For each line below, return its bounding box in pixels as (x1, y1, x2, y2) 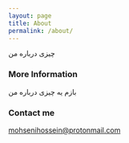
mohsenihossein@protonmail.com (8, 125, 121, 135)
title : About (8, 19, 52, 27)
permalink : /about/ (8, 27, 74, 35)
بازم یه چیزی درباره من (8, 87, 77, 96)
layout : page (8, 11, 52, 20)
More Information (8, 69, 78, 80)
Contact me (8, 107, 55, 118)
